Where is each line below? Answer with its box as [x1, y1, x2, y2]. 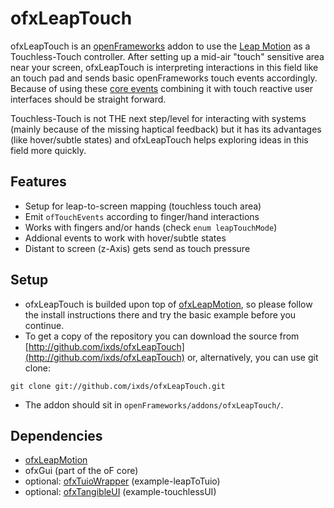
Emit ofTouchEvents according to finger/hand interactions [24, 210, 260, 222]
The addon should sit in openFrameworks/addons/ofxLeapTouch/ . [24, 398, 284, 411]
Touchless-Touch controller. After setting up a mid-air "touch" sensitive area [10, 50, 325, 62]
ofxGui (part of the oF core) [24, 465, 139, 477]
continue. [24, 319, 65, 331]
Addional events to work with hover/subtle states [24, 232, 227, 244]
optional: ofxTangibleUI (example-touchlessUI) [24, 486, 217, 498]
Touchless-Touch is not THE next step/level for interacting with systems [10, 112, 307, 124]
